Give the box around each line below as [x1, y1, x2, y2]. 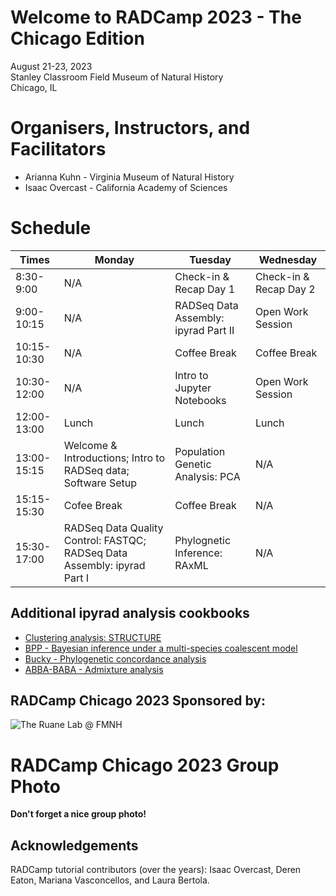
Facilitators [10, 138, 107, 161]
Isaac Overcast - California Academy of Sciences [24, 181, 228, 193]
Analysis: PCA [174, 469, 241, 483]
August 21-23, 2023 [10, 60, 93, 72]
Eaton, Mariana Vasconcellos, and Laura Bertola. [10, 874, 210, 886]
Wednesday [258, 252, 318, 266]
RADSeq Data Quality [63, 521, 164, 535]
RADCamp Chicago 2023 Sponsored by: [10, 692, 266, 710]
